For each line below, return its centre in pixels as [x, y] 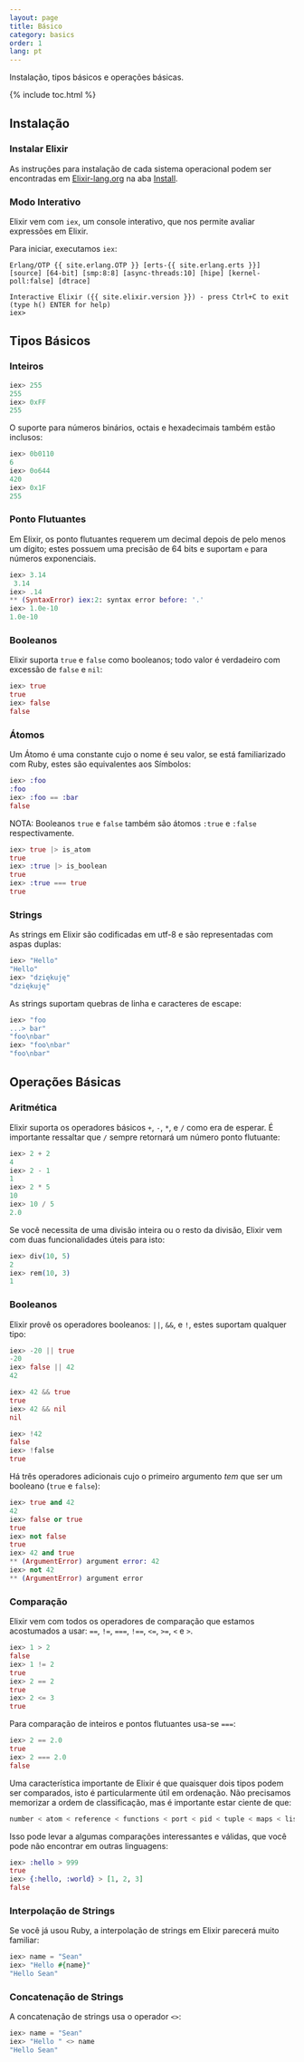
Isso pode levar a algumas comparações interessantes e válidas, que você [148, 1836]
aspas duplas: [35, 944]
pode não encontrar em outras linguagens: [89, 1845]
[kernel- [244, 274]
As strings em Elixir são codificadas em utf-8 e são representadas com [142, 935]
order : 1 [26, 43]
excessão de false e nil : [56, 670]
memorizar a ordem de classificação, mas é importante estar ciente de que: [151, 1802]
